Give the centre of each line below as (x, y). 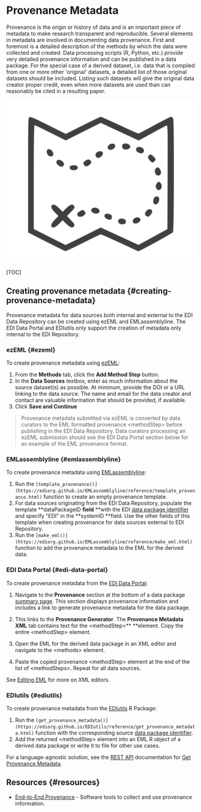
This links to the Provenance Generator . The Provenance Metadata (99, 619)
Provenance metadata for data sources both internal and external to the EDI (100, 315)
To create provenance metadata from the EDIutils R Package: (82, 708)
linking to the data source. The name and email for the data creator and (103, 394)
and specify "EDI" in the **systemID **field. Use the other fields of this (102, 516)
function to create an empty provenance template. (106, 497)
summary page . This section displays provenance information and (97, 601)
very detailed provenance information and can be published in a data (91, 59)
